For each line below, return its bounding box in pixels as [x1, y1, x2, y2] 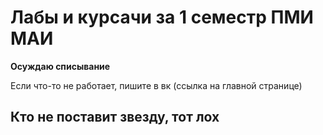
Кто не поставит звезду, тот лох [10, 109, 220, 126]
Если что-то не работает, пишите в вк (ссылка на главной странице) [10, 79, 303, 91]
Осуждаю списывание [10, 60, 111, 72]
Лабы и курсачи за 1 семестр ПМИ [10, 6, 314, 29]
